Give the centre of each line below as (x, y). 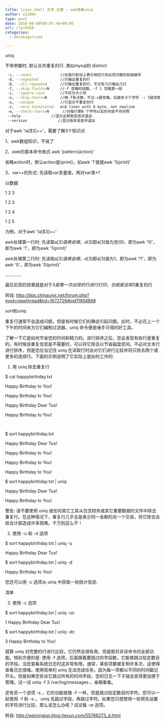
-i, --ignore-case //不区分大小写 (47, 93)
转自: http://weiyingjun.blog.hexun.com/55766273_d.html (63, 715)
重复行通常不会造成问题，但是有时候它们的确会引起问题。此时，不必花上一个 (82, 321)
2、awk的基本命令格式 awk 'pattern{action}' (50, 151)
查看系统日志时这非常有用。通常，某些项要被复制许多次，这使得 (95, 663)
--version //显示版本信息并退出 (51, 120)
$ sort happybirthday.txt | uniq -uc (40, 612)
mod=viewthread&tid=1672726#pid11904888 (51, 301)
